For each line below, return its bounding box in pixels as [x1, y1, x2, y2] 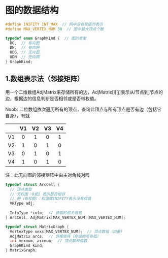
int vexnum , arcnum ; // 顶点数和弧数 [10, 238, 87, 244]
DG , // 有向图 [10, 40, 40, 46]
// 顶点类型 [10, 186, 32, 192]
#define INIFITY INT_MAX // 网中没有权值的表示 [5, 21, 103, 27]
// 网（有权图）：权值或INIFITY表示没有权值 [10, 196, 91, 201]
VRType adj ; [10, 201, 36, 206]
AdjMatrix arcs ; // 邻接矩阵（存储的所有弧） [10, 234, 101, 239]
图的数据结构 [5, 5, 59, 16]
